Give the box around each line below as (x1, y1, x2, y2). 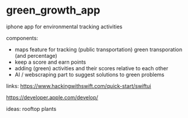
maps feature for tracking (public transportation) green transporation (14, 45, 183, 53)
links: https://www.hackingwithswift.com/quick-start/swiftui (6, 82, 151, 89)
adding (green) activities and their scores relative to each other (14, 64, 168, 71)
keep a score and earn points (14, 58, 86, 65)
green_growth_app (6, 4, 101, 17)
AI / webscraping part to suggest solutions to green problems (14, 71, 164, 78)
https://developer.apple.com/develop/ (6, 94, 99, 101)
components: (6, 34, 38, 41)
